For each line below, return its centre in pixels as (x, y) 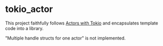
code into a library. (24, 28)
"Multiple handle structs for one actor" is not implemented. (65, 38)
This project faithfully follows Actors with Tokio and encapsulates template (82, 23)
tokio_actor (29, 9)
